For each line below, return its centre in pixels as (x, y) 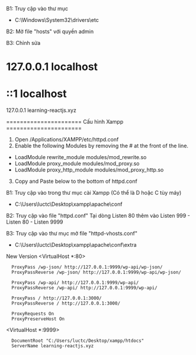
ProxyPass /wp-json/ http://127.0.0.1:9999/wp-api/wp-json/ (87, 267)
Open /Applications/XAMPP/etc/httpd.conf (67, 140)
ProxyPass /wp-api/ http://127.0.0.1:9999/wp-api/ (75, 283)
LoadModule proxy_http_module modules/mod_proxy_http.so (89, 170)
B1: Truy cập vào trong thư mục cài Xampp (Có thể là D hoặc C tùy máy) (94, 193)
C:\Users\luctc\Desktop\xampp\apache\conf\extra (76, 245)
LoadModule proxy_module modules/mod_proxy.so (77, 164)
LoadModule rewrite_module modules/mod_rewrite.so (81, 157)
